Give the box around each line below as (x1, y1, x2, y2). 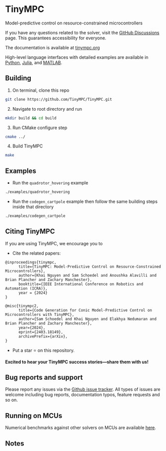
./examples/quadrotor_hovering (5, 189, 70, 195)
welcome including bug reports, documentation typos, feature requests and (5, 392, 160, 398)
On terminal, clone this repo (12, 87, 70, 93)
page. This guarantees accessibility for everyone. (5, 35, 107, 41)
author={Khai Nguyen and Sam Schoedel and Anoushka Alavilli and (18, 273, 157, 278)
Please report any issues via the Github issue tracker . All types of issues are (5, 386, 161, 392)
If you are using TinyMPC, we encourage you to (5, 240, 103, 246)
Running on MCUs (5, 411, 63, 420)
